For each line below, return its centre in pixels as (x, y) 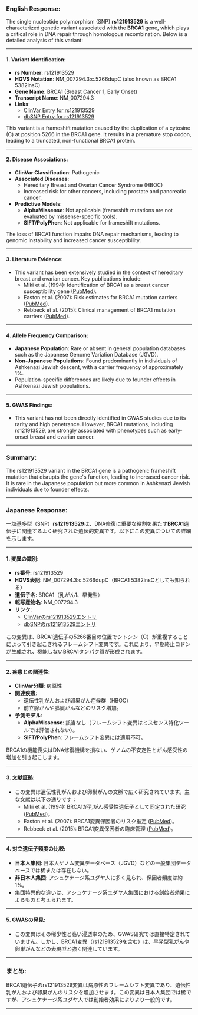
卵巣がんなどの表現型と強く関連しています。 (68, 948)
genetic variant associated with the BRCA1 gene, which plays (115, 28)
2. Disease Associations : (37, 159)
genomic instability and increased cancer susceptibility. (74, 240)
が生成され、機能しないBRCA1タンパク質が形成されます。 (76, 652)
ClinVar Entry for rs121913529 (59, 110)
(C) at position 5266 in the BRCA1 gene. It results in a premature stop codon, (99, 134)
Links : (22, 104)
